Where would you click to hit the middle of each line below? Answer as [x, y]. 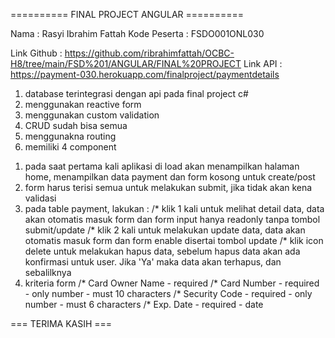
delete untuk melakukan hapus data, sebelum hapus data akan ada [162, 251]
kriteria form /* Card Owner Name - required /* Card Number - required [172, 283]
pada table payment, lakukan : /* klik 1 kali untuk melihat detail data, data [174, 208]
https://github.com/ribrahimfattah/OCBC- [149, 53]
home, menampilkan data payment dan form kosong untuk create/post [170, 177]
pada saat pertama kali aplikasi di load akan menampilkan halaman [162, 166]
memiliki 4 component [70, 147]
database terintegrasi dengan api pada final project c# [136, 93]
